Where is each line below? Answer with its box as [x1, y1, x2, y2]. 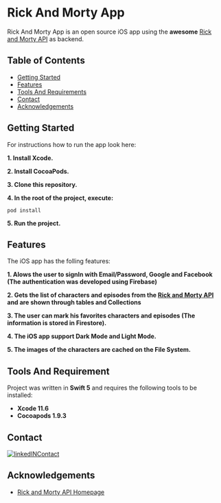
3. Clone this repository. [7, 180, 78, 188]
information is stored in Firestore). [7, 319, 107, 327]
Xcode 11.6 [16, 404, 49, 413]
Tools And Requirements [16, 87, 87, 96]
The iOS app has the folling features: [7, 257, 111, 265]
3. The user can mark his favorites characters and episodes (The [7, 311, 196, 320]
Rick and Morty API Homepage [16, 488, 105, 496]
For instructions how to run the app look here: [7, 140, 137, 148]
